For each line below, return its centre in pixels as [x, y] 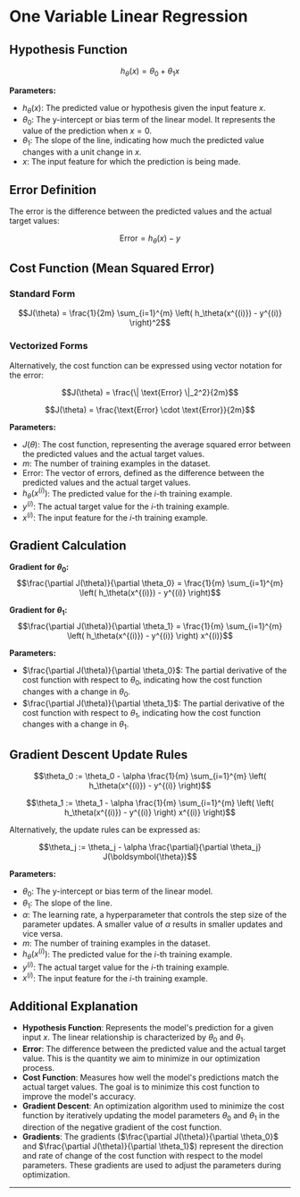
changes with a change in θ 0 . [76, 692]
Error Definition [53, 190]
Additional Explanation [74, 1006]
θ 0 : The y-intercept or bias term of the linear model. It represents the [149, 120]
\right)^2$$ [150, 323]
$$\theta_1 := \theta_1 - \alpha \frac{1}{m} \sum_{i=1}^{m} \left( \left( [150, 802]
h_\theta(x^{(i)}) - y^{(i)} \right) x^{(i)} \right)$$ [150, 812]
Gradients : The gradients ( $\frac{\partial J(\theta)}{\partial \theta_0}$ [150, 1136]
